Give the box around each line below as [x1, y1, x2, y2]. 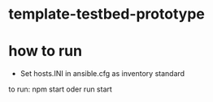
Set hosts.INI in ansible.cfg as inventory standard [20, 69, 185, 79]
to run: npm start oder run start [8, 84, 112, 94]
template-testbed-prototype [8, 5, 205, 23]
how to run [8, 42, 83, 61]
